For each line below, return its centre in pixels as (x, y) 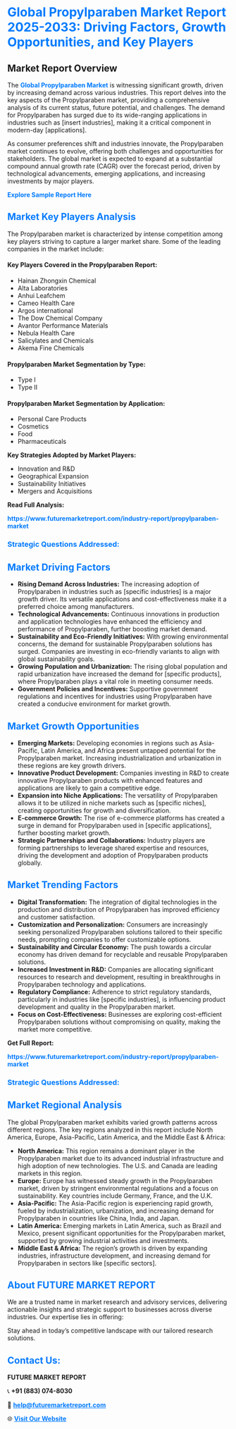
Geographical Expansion (53, 476)
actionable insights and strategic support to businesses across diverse (110, 1310)
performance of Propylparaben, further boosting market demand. (112, 629)
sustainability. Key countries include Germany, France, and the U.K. (115, 1196)
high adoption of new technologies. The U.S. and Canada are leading (118, 1165)
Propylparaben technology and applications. (82, 984)
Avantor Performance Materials (63, 326)
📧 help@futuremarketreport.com (57, 1405)
